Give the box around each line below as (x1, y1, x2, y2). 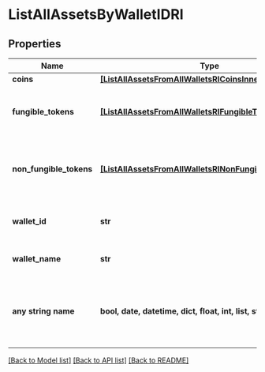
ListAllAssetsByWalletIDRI (8, 6, 184, 24)
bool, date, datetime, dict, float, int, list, (99, 306, 250, 317)
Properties (8, 37, 62, 51)
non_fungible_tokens (12, 163, 93, 175)
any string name (12, 306, 75, 317)
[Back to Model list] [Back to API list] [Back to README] (8, 355, 189, 365)
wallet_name (12, 254, 62, 264)
